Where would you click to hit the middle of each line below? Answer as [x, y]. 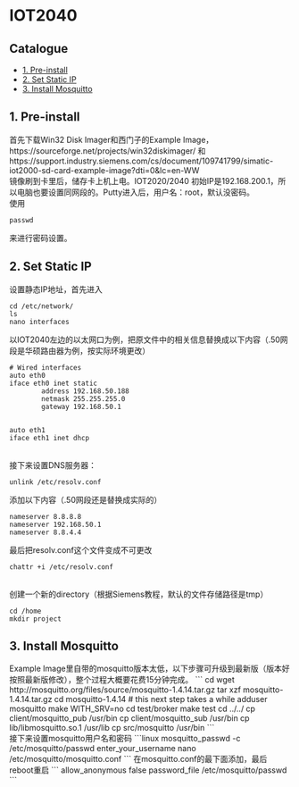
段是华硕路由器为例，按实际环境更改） [79, 350]
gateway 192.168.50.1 [82, 406]
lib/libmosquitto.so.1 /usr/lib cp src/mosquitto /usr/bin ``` [112, 728]
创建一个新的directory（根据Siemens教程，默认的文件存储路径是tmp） [139, 594]
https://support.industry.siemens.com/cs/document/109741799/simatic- [141, 161]
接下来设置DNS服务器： [53, 465]
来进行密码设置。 [41, 238]
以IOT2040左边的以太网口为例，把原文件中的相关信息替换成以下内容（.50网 [149, 339]
